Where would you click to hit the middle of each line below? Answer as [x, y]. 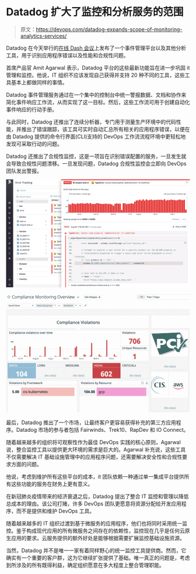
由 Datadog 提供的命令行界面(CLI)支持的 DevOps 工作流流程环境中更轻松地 [96, 136]
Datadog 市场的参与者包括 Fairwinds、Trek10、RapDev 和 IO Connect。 [102, 429]
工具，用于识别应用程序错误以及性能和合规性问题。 [67, 55]
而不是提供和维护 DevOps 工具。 [55, 511]
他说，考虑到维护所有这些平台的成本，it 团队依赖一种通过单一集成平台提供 [95, 476]
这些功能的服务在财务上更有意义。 [52, 484]
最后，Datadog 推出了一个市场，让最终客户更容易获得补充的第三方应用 [91, 422]
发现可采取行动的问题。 [34, 143]
